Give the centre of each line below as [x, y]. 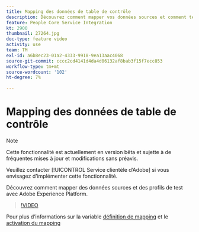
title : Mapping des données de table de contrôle [69, 12]
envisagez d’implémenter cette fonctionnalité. [62, 176]
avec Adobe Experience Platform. [47, 194]
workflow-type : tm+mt [33, 66]
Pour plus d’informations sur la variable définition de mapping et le [87, 217]
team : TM [17, 50]
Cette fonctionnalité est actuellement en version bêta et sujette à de [89, 152]
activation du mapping [33, 223]
